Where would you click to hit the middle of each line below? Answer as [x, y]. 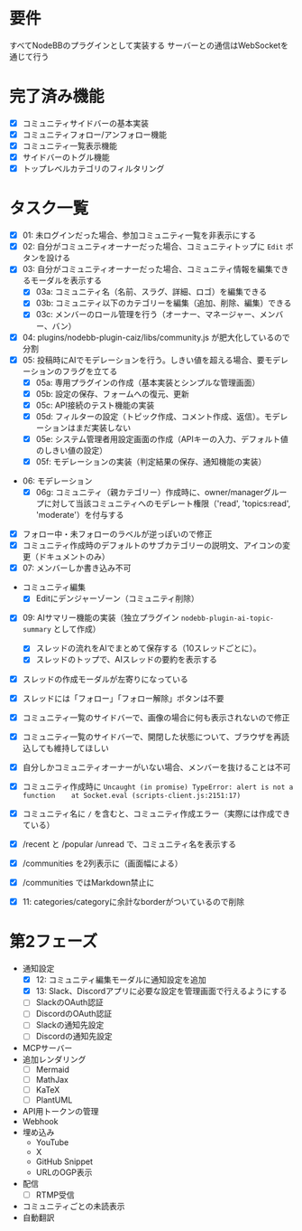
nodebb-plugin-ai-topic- [228, 619]
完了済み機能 [57, 97]
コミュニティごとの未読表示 [73, 1206]
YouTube [52, 1142]
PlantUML [54, 1100]
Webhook [40, 1121]
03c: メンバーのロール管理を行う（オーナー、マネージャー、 [147, 315]
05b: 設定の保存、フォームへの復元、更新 [112, 393]
